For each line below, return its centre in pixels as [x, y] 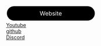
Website [51, 14]
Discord [15, 37]
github [14, 31]
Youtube [16, 25]
